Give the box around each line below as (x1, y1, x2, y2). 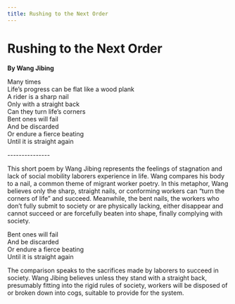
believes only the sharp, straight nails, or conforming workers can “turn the (7, 187, 225, 195)
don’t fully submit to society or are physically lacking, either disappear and (7, 201, 224, 210)
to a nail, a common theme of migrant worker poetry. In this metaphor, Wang (7, 179, 229, 187)
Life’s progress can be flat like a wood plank (7, 85, 135, 93)
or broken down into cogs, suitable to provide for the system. (7, 289, 184, 297)
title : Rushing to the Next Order (7, 10, 109, 18)
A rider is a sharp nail (7, 92, 69, 100)
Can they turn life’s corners (7, 107, 86, 116)
